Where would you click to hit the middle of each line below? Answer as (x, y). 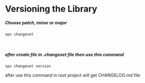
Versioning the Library (51, 9)
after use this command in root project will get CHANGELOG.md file (72, 75)
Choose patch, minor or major (36, 22)
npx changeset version (28, 66)
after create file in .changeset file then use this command (64, 54)
